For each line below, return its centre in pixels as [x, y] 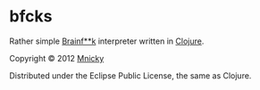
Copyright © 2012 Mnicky [57, 58]
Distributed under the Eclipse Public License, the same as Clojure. [130, 75]
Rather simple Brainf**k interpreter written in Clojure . [107, 41]
